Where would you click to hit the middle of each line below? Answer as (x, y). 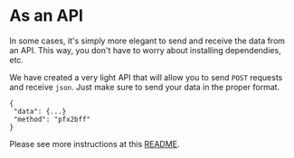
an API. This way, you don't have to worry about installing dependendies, (146, 50)
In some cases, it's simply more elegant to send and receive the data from (147, 41)
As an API (47, 16)
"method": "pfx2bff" (52, 119)
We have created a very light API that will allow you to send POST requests (146, 77)
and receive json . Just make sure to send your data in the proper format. (145, 87)
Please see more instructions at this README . (95, 144)
